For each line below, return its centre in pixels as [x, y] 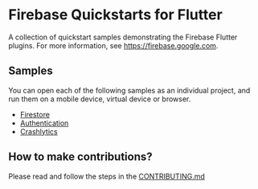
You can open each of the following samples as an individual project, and [129, 90]
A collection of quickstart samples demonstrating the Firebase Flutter [123, 37]
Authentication [44, 123]
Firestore [35, 114]
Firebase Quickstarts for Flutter [115, 15]
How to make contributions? [80, 157]
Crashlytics [39, 131]
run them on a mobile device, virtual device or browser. [100, 99]
